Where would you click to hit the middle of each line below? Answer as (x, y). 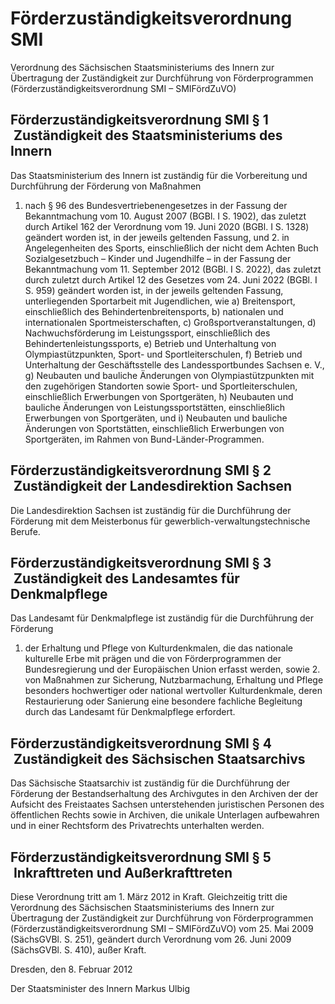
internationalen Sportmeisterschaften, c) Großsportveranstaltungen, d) (170, 322)
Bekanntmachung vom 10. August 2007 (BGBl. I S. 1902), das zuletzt (165, 216)
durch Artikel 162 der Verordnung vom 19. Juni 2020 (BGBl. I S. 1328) (167, 226)
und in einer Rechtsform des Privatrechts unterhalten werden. (137, 826)
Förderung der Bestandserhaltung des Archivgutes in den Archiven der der (164, 794)
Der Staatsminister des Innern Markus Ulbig (100, 988)
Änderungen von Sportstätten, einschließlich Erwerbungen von (154, 428)
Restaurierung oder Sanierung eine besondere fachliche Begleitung (163, 701)
